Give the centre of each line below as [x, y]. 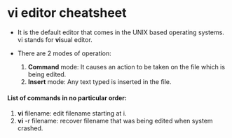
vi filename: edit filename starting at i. [72, 113]
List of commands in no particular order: [67, 98]
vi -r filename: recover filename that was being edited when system [115, 121]
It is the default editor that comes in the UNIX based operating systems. [121, 32]
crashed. [30, 128]
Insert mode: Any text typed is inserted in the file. [100, 81]
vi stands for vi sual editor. [55, 39]
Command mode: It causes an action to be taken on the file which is [127, 67]
